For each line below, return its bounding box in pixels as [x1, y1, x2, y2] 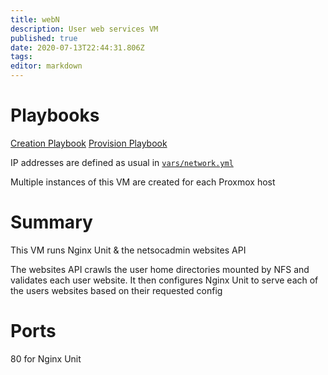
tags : [10, 52, 33, 62]
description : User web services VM [10, 24, 159, 34]
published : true [10, 33, 78, 43]
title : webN [10, 14, 60, 25]
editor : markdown [10, 61, 83, 71]
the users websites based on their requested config [10, 284, 223, 296]
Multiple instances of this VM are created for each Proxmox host [10, 176, 276, 188]
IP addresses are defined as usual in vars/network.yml [10, 156, 234, 168]
